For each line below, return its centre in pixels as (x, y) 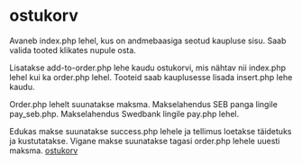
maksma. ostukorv (44, 150)
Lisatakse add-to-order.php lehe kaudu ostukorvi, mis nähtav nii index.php (148, 68)
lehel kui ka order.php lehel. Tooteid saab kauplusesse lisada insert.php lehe (151, 77)
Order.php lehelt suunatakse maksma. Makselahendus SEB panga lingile (143, 104)
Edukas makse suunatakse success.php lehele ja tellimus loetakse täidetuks (151, 131)
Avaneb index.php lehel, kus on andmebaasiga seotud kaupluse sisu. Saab (148, 41)
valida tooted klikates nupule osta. (73, 50)
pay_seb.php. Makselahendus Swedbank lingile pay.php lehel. (124, 114)
